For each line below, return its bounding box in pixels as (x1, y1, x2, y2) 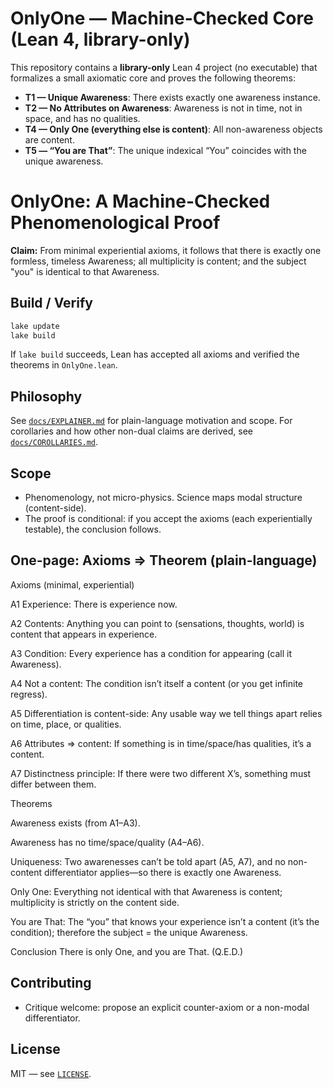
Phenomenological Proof (10, 212, 221, 234)
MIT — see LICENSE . (10, 1067, 92, 1079)
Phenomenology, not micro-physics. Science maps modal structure (24, 492, 303, 504)
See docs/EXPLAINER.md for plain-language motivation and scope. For (10, 415, 293, 427)
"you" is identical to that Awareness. (10, 265, 160, 277)
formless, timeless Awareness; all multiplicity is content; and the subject (10, 255, 307, 267)
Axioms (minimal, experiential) (10, 578, 135, 591)
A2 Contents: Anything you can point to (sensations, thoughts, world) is (10, 617, 305, 629)
